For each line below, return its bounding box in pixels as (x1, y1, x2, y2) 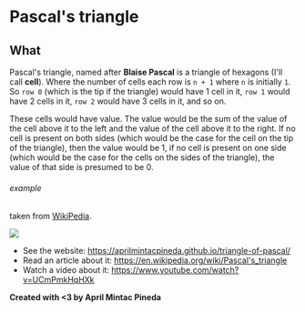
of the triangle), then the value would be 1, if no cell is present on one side (9, 143, 287, 153)
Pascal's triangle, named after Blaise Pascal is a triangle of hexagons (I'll (9, 66, 283, 77)
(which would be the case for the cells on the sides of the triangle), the (9, 152, 275, 163)
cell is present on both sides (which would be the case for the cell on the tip (9, 133, 294, 143)
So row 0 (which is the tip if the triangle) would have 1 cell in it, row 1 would (9, 86, 290, 96)
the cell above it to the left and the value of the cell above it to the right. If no (9, 123, 296, 134)
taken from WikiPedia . (9, 211, 93, 222)
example (9, 182, 42, 193)
